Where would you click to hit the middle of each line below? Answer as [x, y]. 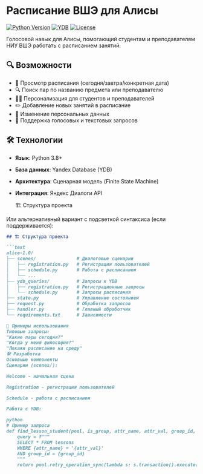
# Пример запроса [28, 426]
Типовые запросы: [28, 331]
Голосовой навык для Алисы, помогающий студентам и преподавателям [101, 39]
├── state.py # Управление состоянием [72, 298]
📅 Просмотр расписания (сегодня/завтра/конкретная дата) [92, 83]
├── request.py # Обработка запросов [69, 304]
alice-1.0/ [20, 253]
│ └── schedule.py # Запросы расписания [69, 292]
